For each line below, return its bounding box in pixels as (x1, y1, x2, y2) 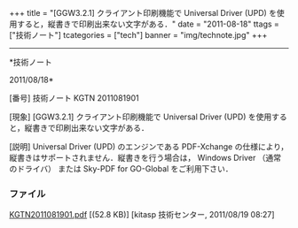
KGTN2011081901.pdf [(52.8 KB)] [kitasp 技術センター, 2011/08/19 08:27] (9, 209, 275, 220)
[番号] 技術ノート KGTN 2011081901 (9, 93, 139, 103)
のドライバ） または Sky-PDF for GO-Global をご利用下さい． (9, 163, 233, 174)
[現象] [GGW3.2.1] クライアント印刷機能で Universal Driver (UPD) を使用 (9, 111, 272, 122)
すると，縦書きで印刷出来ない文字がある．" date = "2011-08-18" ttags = (16, 19, 279, 29)
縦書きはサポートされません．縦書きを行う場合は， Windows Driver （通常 (9, 153, 282, 163)
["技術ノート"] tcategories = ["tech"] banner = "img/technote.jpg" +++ (9, 30, 268, 40)
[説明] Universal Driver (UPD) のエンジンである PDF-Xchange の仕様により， (9, 141, 289, 152)
